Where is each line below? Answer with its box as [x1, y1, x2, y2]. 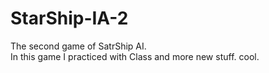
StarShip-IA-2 [10, 7, 129, 30]
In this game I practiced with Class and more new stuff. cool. [10, 50, 260, 62]
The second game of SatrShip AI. [10, 40, 147, 52]
